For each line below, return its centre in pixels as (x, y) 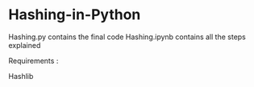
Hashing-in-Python (75, 15)
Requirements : (33, 61)
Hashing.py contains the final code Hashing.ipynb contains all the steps (127, 37)
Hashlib (21, 76)
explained (25, 45)
